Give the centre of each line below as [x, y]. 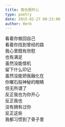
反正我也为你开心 [22, 95]
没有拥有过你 [18, 107]
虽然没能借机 [18, 63]
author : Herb [18, 24]
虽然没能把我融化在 [25, 76]
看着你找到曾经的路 [25, 45]
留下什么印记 [18, 70]
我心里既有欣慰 [20, 51]
